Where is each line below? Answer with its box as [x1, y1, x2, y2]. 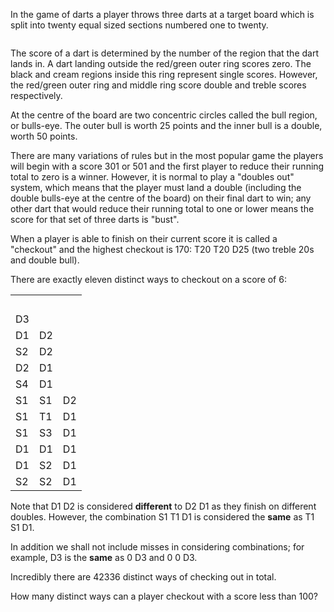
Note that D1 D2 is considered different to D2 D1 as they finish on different [10, 500, 317, 512]
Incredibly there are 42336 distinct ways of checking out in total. [10, 571, 277, 583]
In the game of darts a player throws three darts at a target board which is [10, 9, 315, 20]
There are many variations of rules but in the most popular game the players [10, 150, 324, 161]
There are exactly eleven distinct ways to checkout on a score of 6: [10, 274, 287, 285]
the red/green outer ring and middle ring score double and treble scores [10, 79, 307, 91]
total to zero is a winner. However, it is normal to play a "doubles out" [10, 171, 295, 183]
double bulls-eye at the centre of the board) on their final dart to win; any [10, 192, 312, 204]
